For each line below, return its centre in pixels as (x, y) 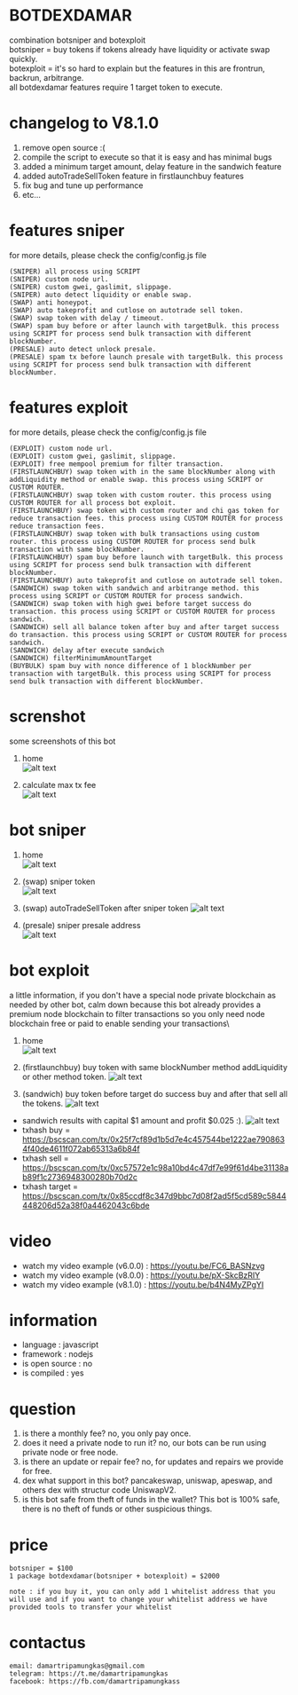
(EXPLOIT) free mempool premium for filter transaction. (117, 464)
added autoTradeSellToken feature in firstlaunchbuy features (133, 176)
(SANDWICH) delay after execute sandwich (87, 650)
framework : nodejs (58, 1354)
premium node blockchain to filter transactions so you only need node (137, 1013)
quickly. (24, 59)
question (43, 1409)
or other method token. (64, 1076)
